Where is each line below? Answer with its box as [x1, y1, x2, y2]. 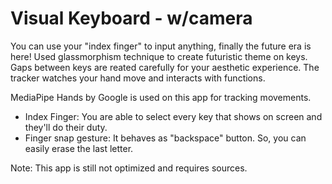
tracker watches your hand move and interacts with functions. [10, 72, 266, 84]
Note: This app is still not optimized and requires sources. [10, 162, 248, 174]
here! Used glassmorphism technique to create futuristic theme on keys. [10, 50, 308, 62]
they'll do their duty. [24, 121, 108, 133]
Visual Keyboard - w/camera [10, 7, 253, 30]
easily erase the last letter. [24, 142, 134, 154]
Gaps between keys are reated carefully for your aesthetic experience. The [10, 61, 320, 73]
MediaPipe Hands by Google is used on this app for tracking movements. [10, 91, 312, 103]
